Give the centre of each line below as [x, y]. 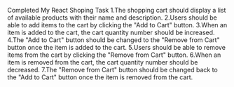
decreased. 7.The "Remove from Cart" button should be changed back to [113, 70]
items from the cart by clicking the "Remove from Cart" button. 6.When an [114, 55]
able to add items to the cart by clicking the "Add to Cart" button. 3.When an [117, 25]
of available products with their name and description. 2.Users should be [112, 18]
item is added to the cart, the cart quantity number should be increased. [111, 32]
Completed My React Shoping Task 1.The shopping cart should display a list [117, 10]
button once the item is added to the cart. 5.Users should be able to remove [117, 47]
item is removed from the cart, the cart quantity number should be [103, 62]
